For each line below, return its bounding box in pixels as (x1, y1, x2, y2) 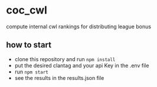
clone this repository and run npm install (14, 55, 116, 62)
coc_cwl (6, 4, 47, 17)
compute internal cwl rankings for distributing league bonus (6, 23, 152, 30)
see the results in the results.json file (14, 74, 104, 81)
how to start (6, 40, 52, 50)
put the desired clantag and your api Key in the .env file (14, 62, 149, 69)
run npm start (14, 68, 48, 75)
